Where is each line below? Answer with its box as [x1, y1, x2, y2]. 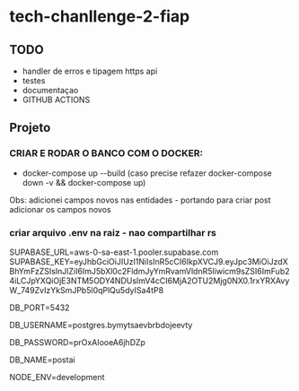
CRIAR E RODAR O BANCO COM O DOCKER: [9, 147, 204, 160]
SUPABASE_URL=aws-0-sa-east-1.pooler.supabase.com [9, 247, 219, 257]
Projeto [9, 120, 51, 135]
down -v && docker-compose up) [22, 177, 146, 187]
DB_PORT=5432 [9, 302, 70, 313]
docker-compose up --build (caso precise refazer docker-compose [22, 168, 272, 178]
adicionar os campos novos [9, 204, 111, 214]
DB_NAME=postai [9, 354, 75, 365]
